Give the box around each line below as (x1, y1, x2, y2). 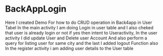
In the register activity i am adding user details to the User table (5, 45, 134, 51)
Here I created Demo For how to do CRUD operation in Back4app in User (5, 19, 152, 25)
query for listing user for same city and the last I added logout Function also (5, 40, 159, 46)
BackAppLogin (5, 3, 67, 15)
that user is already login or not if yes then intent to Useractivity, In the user (5, 30, 158, 36)
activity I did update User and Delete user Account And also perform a (5, 35, 147, 41)
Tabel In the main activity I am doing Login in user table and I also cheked (5, 24, 154, 30)
